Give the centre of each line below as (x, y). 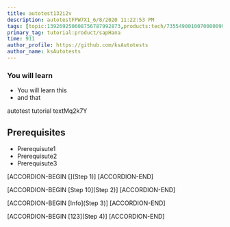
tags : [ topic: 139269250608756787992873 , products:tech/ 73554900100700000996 (117, 26)
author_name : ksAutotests (44, 52)
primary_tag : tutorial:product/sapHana (64, 32)
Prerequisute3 (37, 163)
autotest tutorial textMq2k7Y (47, 111)
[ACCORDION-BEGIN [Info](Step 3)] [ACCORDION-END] (86, 203)
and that (29, 98)
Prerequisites (36, 132)
